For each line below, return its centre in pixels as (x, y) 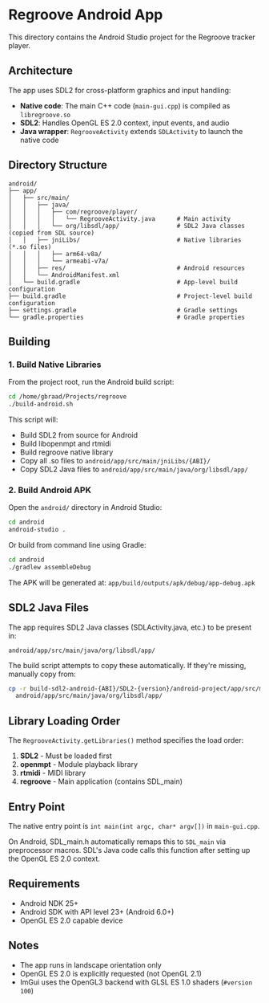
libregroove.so (45, 115)
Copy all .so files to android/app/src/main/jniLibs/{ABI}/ (115, 461)
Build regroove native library (66, 452)
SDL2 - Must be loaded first (66, 756)
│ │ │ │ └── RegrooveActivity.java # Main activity (119, 218)
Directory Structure (58, 165)
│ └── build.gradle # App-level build (123, 282)
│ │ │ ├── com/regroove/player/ (73, 212)
